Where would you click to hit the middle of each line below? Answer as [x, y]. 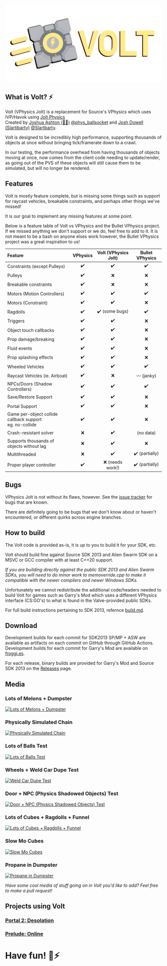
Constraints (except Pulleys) [36, 266]
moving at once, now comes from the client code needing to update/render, [83, 157]
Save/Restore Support [30, 397]
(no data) [146, 433]
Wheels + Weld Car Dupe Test [42, 770]
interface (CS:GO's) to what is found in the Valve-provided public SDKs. [79, 600]
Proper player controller [32, 465]
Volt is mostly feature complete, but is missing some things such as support [83, 195]
